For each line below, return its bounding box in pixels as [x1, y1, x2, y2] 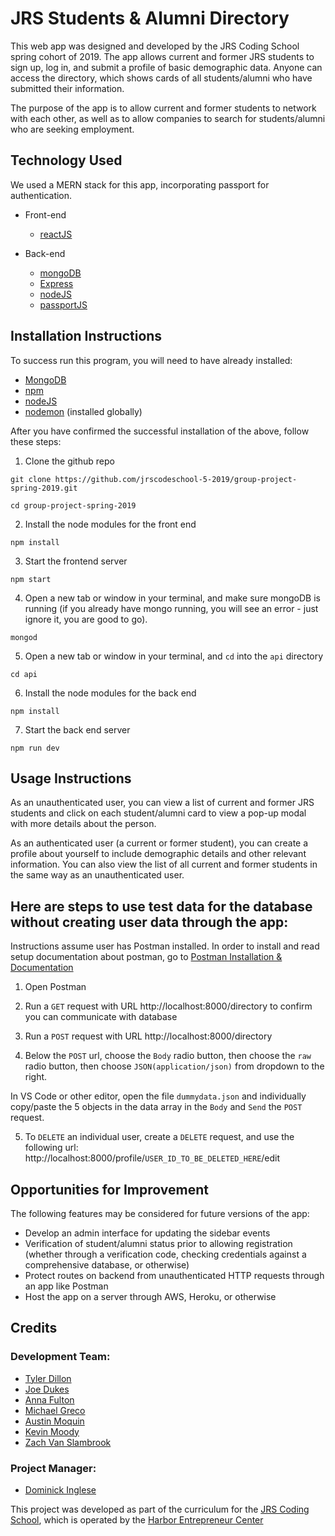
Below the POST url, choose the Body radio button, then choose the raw [24, 1050, 312, 1062]
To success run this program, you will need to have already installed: [10, 354, 293, 366]
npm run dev [10, 743, 60, 753]
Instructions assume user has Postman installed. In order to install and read [10, 940, 320, 952]
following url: [24, 1142, 79, 1154]
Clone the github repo [24, 455, 115, 467]
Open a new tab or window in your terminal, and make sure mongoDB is [24, 592, 321, 604]
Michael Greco [24, 1404, 86, 1416]
